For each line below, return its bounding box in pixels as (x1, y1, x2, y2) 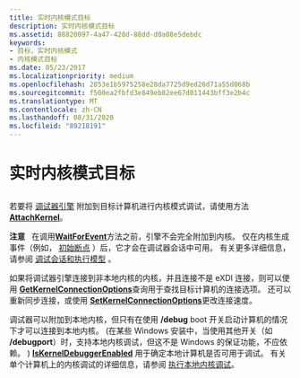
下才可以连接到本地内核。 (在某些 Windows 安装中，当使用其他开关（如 (9, 325, 273, 336)
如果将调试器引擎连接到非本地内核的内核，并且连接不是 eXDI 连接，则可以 (9, 272, 283, 283)
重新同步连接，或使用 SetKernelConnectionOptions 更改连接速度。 (9, 294, 257, 305)
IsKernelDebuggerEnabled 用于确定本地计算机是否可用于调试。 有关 (31, 347, 287, 358)
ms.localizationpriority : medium (9, 72, 134, 81)
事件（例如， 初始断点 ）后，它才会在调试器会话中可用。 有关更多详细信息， (9, 242, 291, 252)
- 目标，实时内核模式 (9, 47, 78, 56)
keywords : (9, 38, 47, 48)
